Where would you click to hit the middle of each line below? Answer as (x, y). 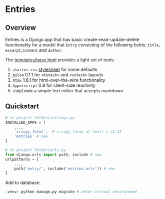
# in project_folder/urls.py (35, 150)
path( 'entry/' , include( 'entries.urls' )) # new (64, 169)
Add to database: (23, 183)
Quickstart (22, 106)
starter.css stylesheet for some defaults (55, 69)
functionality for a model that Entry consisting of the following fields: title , (83, 45)
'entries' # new (31, 136)
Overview (21, 28)
